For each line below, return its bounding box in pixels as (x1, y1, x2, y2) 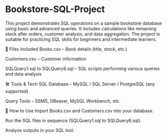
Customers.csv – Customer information (5, 55, 87, 61)
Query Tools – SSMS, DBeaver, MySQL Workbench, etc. (5, 98, 121, 104)
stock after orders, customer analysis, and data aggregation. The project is (5, 31, 160, 37)
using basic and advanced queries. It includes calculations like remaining (5, 25, 157, 31)
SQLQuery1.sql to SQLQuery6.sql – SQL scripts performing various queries (5, 65, 160, 72)
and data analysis (5, 71, 42, 77)
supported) (5, 88, 29, 94)
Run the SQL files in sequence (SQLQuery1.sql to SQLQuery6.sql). (5, 117, 142, 123)
